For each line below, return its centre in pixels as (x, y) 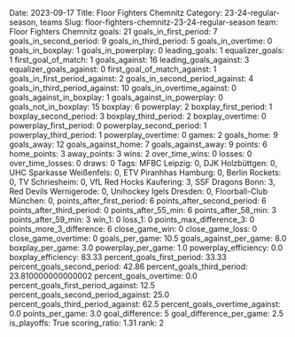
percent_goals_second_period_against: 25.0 (89, 295)
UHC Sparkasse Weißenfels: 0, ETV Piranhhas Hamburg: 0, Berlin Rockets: (145, 172)
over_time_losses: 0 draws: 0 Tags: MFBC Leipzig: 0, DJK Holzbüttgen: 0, (143, 163)
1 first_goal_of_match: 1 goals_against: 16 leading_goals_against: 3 (129, 60)
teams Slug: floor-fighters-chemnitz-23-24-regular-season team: (159, 22)
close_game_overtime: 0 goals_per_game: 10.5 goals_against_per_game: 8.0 (148, 238)
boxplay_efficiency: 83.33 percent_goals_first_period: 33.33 (118, 257)
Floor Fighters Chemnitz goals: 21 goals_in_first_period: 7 (113, 31)
